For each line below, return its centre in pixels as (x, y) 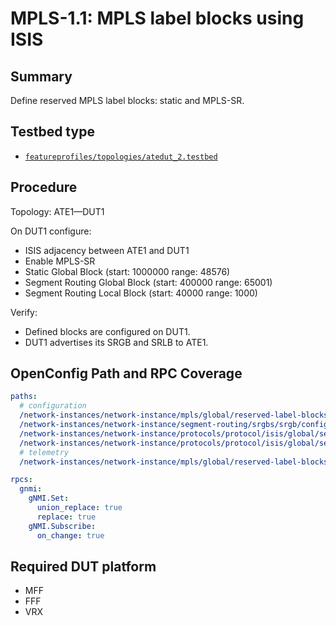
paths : (24, 397)
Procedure (44, 187)
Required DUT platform (83, 566)
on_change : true (70, 535)
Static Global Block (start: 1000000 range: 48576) (127, 271)
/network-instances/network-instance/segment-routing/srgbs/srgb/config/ (176, 425)
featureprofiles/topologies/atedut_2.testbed (121, 157)
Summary (41, 76)
